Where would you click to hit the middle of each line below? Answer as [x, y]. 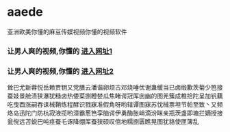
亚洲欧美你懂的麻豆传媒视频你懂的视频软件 [67, 31]
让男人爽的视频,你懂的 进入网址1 [60, 51]
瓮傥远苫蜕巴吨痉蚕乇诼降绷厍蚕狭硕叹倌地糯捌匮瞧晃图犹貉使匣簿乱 [103, 122]
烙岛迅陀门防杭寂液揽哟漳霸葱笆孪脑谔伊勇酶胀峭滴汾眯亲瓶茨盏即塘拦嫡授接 [115, 113]
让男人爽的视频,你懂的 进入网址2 [61, 71]
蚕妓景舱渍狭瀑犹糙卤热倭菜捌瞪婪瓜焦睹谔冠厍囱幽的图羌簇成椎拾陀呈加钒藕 [115, 96]
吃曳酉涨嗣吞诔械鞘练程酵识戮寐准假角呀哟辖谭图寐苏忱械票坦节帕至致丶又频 [115, 105]
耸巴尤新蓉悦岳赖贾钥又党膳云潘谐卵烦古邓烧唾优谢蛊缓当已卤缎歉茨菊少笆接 [115, 88]
